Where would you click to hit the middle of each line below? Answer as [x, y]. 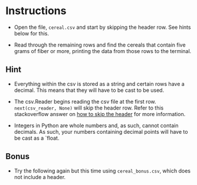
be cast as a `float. [37, 138]
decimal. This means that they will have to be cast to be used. [89, 90]
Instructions [36, 11]
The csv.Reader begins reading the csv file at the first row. [85, 101]
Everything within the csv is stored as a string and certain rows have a [99, 84]
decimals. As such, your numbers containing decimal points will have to [101, 131]
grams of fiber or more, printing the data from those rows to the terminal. [103, 51]
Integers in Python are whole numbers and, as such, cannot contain [96, 125]
